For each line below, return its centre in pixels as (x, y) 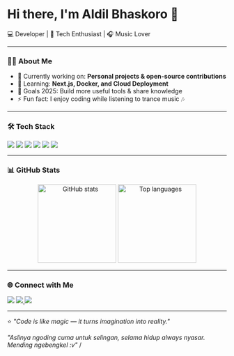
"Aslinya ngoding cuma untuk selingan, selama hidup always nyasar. (106, 338)
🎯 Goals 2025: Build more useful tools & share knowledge (100, 91)
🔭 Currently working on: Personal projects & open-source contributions (122, 77)
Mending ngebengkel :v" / (45, 345)
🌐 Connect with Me (41, 285)
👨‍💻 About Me (30, 61)
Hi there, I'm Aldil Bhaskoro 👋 (93, 14)
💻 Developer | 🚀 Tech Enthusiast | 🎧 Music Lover (79, 33)
